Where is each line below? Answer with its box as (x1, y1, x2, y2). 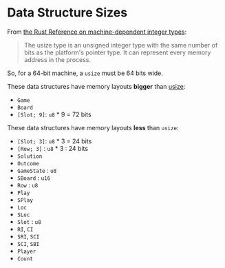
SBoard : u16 (17, 174, 51, 182)
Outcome (17, 160, 39, 167)
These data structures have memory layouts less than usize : (7, 123, 179, 132)
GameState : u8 (17, 166, 57, 174)
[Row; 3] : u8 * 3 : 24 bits (17, 144, 88, 152)
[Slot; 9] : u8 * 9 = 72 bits (17, 110, 92, 118)
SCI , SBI (17, 239, 40, 247)
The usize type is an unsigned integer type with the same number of (23, 41, 218, 49)
